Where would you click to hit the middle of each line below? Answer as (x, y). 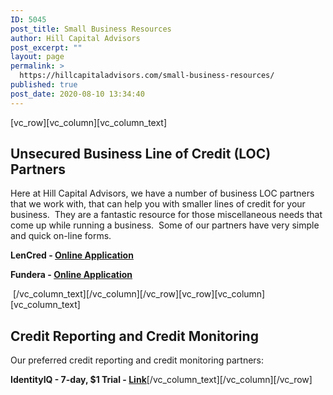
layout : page (37, 57)
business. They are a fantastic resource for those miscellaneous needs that (166, 215)
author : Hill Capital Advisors (75, 38)
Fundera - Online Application (71, 275)
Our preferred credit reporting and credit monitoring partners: (137, 360)
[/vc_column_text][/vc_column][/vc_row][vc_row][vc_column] (139, 294)
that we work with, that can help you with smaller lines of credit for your (158, 204)
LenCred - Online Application (72, 255)
